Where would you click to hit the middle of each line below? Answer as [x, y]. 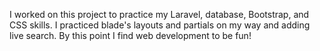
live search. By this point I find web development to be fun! [130, 35]
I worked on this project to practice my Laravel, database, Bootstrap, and [159, 14]
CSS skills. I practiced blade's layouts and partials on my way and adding [160, 25]
